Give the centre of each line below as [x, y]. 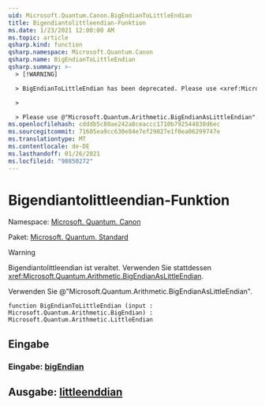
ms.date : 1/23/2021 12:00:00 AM [61, 30]
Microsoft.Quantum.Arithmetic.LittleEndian [81, 320]
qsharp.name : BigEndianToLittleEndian [72, 60]
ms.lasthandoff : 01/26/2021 [54, 154]
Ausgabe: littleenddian [65, 392]
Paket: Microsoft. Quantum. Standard [68, 237]
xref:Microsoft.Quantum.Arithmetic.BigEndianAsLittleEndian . [106, 276]
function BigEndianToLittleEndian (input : [81, 306]
